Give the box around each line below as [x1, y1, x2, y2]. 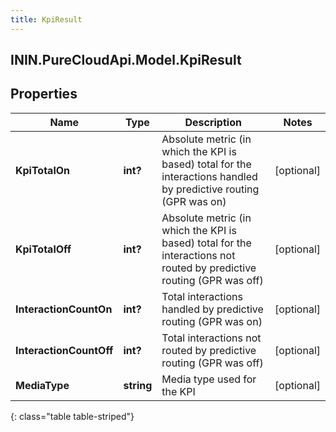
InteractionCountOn [15, 302, 113, 316]
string [123, 378, 153, 392]
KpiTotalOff [15, 242, 72, 256]
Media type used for [161, 372, 257, 386]
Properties [10, 86, 78, 103]
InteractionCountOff [15, 343, 114, 357]
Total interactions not [161, 331, 262, 345]
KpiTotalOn [15, 163, 71, 177]
